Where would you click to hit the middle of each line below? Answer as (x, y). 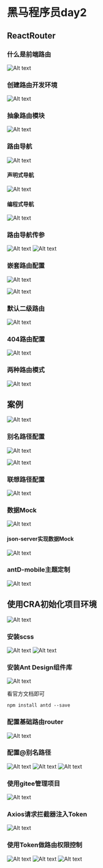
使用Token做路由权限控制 (44, 845)
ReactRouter (31, 35)
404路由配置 (26, 339)
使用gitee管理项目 (34, 783)
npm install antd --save (39, 705)
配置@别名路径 (29, 753)
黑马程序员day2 (47, 13)
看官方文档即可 (26, 694)
